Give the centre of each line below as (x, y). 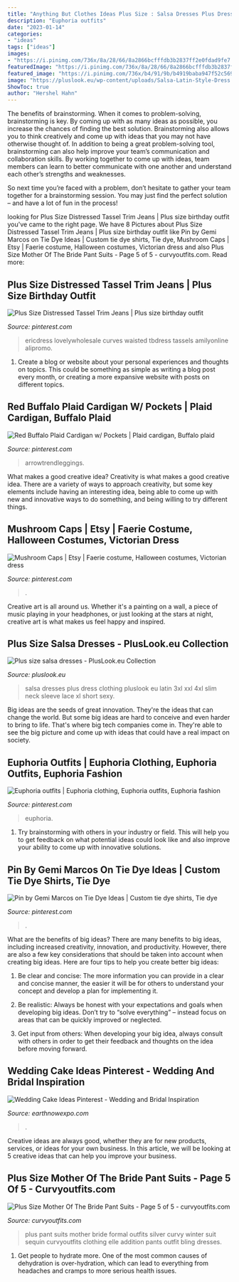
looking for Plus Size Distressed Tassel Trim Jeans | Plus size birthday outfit (118, 217)
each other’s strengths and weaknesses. (67, 174)
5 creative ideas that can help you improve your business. (92, 1156)
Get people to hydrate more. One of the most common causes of (112, 1255)
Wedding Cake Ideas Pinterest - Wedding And (111, 1071)
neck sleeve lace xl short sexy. (70, 696)
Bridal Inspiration (46, 1082)
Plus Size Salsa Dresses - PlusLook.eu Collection (118, 644)
